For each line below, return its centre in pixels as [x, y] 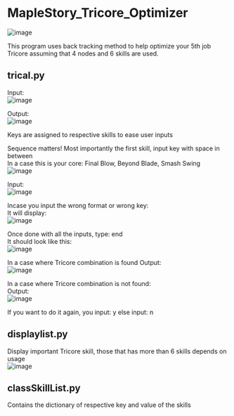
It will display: [27, 213]
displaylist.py [38, 334]
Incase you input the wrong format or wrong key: [78, 205]
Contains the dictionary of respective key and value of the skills [99, 405]
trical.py [26, 76]
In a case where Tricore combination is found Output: [84, 262]
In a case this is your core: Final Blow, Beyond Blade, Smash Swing [104, 163]
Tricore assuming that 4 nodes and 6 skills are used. [83, 53]
